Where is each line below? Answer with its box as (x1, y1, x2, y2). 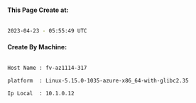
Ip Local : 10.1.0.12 (7, 90, 75, 97)
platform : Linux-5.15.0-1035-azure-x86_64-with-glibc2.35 (7, 78, 190, 85)
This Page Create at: (7, 6, 69, 14)
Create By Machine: (7, 42, 67, 51)
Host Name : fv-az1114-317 (7, 64, 87, 72)
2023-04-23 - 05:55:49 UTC (7, 28, 87, 35)
